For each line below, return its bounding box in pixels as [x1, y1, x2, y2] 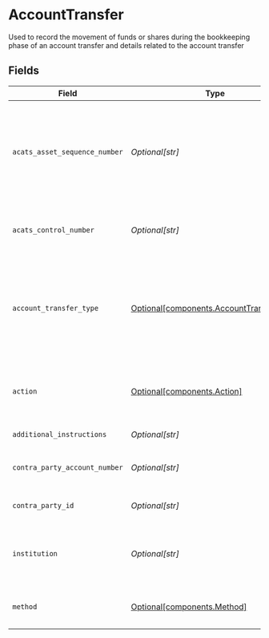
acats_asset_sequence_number [12, 147, 123, 156]
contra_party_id [12, 501, 74, 510]
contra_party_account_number [12, 462, 123, 472]
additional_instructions [12, 430, 107, 438]
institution [12, 549, 58, 558]
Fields [8, 64, 40, 78]
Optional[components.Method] [130, 601, 247, 612]
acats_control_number [12, 225, 94, 234]
